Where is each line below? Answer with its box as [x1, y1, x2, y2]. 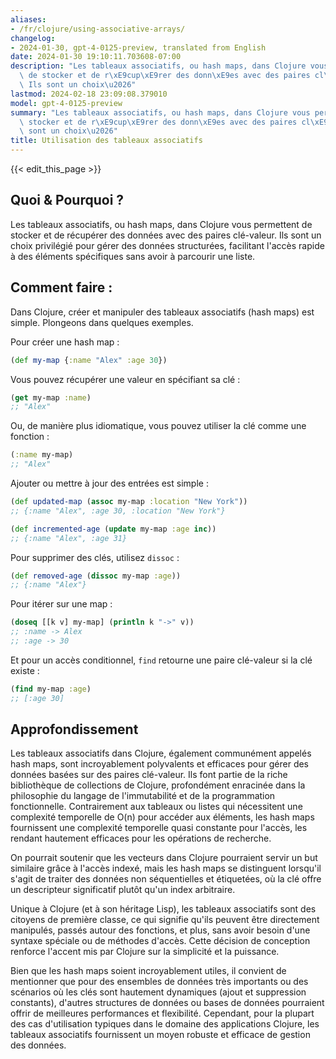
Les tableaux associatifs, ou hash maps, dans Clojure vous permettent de [10, 218, 313, 230]
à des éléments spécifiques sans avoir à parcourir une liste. [10, 250, 256, 262]
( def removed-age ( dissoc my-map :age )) [10, 571, 182, 581]
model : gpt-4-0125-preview [10, 98, 123, 108]
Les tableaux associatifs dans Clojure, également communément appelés [10, 747, 312, 760]
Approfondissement [10, 721, 139, 738]
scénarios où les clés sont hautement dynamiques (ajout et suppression [10, 986, 307, 998]
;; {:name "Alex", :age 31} [10, 533, 128, 543]
